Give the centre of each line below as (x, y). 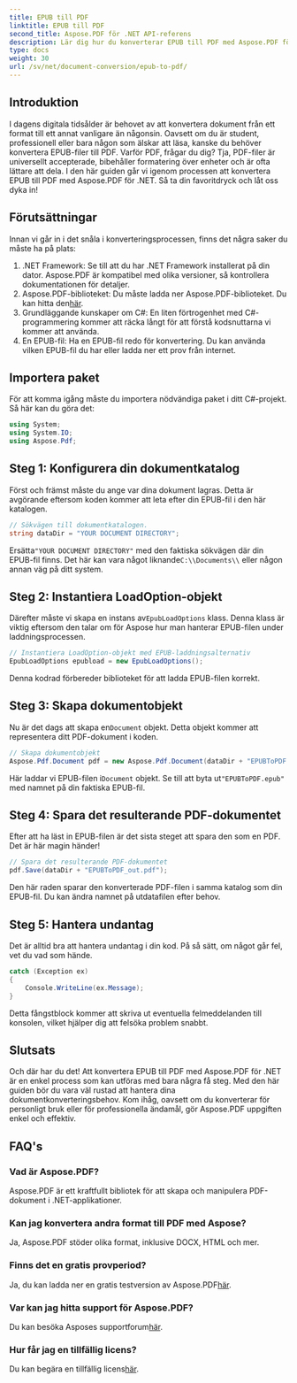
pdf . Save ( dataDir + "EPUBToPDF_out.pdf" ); (88, 871)
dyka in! (23, 189)
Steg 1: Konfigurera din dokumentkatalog (125, 469)
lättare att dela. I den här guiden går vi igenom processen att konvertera (140, 171)
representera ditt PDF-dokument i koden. (84, 736)
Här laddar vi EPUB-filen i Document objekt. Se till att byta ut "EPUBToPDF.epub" (147, 778)
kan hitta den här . (53, 303)
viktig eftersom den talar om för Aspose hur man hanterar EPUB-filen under (147, 627)
